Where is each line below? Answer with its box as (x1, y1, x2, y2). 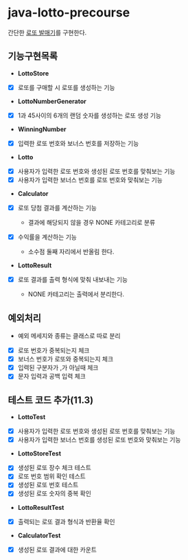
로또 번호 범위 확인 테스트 (17, 472, 86, 480)
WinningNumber (17, 125, 67, 133)
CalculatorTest (17, 531, 61, 539)
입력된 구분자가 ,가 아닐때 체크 (17, 363, 99, 372)
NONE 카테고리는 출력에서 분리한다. (27, 290, 125, 298)
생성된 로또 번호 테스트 (17, 481, 79, 489)
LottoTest (17, 413, 46, 421)
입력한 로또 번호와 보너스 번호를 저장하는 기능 (17, 139, 139, 147)
